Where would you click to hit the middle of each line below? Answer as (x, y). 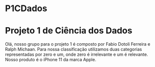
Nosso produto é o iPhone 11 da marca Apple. (51, 60)
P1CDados (26, 8)
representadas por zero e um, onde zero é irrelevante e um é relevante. (77, 54)
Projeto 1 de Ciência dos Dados (69, 31)
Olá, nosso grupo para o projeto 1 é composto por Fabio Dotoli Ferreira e (78, 44)
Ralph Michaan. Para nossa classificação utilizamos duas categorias (74, 50)
